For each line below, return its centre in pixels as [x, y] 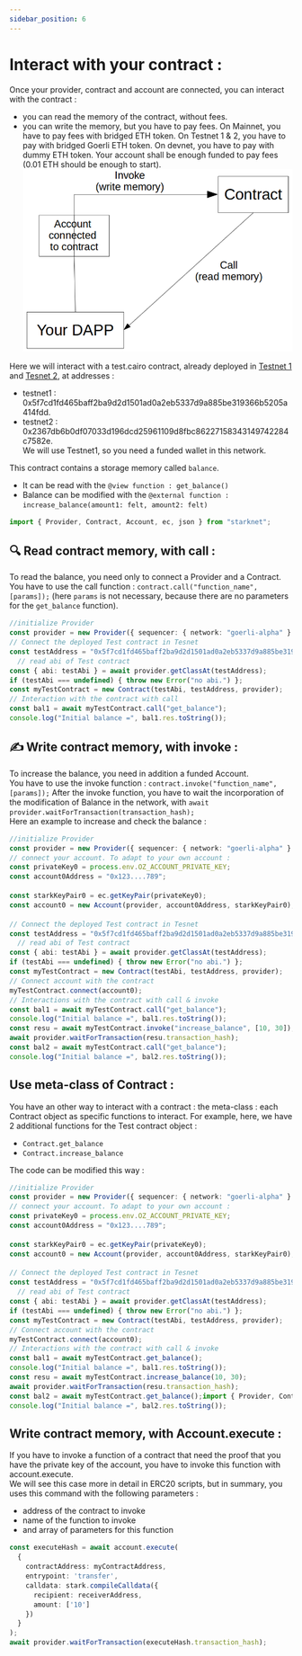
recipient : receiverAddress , [88, 1595]
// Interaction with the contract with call [94, 699]
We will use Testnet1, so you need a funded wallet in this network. [144, 450]
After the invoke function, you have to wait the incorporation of [168, 792]
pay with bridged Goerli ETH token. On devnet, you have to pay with [148, 145]
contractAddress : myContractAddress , [96, 1567]
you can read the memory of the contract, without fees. [125, 116]
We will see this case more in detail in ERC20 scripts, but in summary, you [146, 1484]
